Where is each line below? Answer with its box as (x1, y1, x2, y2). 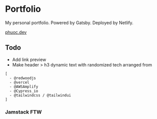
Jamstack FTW (5, 108, 42, 115)
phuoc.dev (5, 29, 27, 35)
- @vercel (9, 80, 29, 85)
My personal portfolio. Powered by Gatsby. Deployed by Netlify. (5, 20, 133, 26)
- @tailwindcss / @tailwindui (9, 92, 71, 98)
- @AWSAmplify (9, 84, 38, 89)
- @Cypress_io (9, 89, 38, 93)
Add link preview (12, 57, 47, 62)
